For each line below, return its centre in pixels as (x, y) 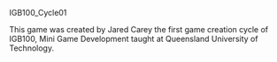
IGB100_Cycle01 (38, 13)
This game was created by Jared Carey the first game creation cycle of (138, 29)
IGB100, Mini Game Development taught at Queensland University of (134, 39)
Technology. (32, 48)
